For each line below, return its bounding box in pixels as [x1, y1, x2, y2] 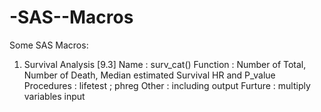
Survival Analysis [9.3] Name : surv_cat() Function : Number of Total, [23, 58, 307, 70]
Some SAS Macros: [9, 39, 89, 51]
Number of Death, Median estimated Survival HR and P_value [23, 69, 276, 81]
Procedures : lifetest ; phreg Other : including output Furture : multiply [23, 79, 311, 91]
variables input [23, 90, 86, 102]
